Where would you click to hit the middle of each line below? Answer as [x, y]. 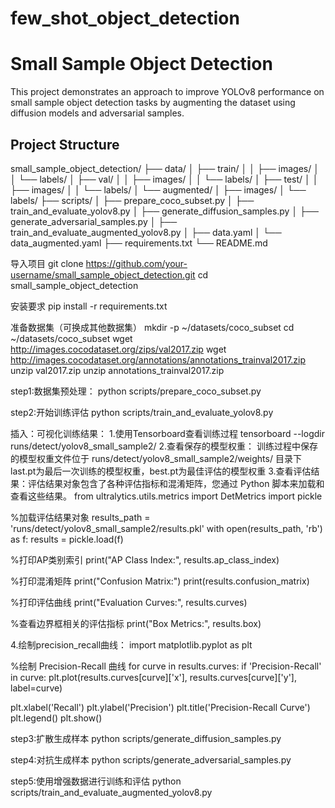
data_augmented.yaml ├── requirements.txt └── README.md [139, 243]
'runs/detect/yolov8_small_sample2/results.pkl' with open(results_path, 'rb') [166, 528]
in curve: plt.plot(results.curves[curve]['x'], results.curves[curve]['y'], [153, 677]
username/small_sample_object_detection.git [103, 274]
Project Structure [65, 144]
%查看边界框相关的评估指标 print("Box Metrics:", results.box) [136, 623]
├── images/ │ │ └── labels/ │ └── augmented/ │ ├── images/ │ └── [158, 189]
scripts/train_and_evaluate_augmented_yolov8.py [111, 792]
